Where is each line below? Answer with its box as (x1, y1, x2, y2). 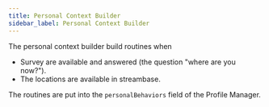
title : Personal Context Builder (8, 11, 121, 20)
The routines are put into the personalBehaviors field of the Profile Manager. (8, 89, 261, 99)
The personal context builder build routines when (8, 41, 172, 51)
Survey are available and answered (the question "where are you (19, 57, 236, 67)
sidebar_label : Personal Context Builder (8, 19, 150, 27)
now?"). (19, 65, 47, 75)
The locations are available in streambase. (19, 74, 162, 84)
